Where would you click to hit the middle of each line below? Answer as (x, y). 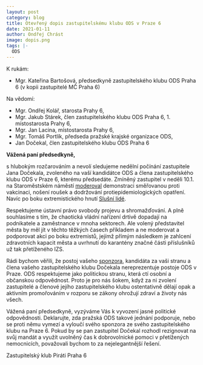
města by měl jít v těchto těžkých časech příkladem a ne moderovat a (93, 230)
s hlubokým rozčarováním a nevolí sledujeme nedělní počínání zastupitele (98, 166)
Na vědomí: (21, 98)
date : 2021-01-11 (28, 29)
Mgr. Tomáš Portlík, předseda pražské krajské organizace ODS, (94, 136)
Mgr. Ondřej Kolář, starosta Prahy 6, (59, 111)
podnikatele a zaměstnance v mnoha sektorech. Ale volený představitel (95, 223)
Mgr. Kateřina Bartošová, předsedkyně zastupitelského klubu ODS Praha (105, 80)
